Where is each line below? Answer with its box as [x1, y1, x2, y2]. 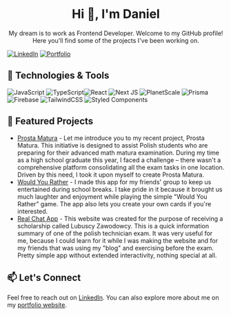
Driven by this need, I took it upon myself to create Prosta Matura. [17, 170, 205, 179]
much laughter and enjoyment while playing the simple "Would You [17, 192, 208, 201]
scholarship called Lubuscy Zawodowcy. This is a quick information [17, 221, 209, 230]
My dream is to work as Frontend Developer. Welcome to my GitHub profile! [8, 29, 223, 37]
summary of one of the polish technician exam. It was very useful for [17, 229, 213, 237]
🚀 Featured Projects [7, 115, 94, 127]
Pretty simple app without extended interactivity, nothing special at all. [17, 251, 217, 259]
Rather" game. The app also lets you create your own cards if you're [17, 199, 212, 208]
